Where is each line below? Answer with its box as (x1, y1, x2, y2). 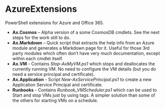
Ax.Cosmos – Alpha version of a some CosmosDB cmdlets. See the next (12, 29, 160, 35)
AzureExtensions (5, 3, 77, 15)
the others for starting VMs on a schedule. (12, 97, 99, 103)
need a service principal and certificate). (12, 71, 95, 77)
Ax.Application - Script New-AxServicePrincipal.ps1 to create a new (12, 76, 152, 82)
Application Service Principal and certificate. (12, 81, 103, 87)
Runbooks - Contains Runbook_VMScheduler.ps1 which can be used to (12, 87, 157, 93)
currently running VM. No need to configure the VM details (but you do (12, 66, 156, 72)
